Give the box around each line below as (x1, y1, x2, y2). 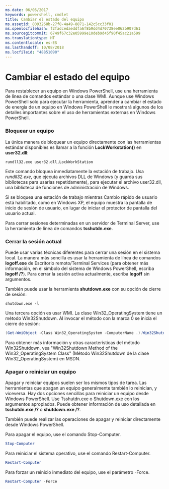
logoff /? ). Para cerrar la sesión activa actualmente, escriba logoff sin (5, 271, 150, 277)
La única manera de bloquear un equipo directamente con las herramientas (5, 139, 161, 145)
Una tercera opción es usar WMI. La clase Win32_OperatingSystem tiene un (5, 310, 162, 316)
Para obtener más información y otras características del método (5, 339, 140, 346)
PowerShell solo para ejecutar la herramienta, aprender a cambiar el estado (5, 99, 162, 105)
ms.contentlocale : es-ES (5, 40, 57, 45)
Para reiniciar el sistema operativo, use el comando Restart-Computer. (5, 450, 151, 457)
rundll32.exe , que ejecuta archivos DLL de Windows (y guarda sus (5, 174, 143, 180)
